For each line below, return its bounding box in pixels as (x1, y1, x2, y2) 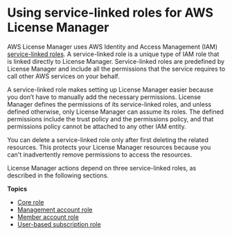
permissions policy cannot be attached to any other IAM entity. (7, 122, 187, 130)
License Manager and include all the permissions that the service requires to (7, 64, 226, 73)
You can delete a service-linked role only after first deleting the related (7, 135, 209, 143)
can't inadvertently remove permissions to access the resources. (7, 150, 193, 159)
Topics (7, 184, 28, 193)
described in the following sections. (7, 171, 109, 180)
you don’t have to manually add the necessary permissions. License (7, 92, 201, 101)
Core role (17, 198, 44, 206)
